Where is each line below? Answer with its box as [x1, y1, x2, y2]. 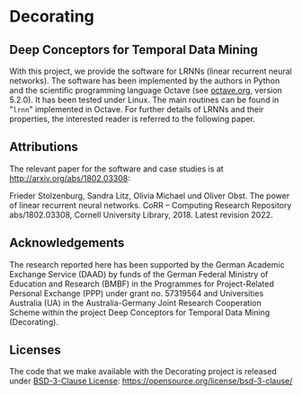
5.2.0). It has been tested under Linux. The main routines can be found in [9, 94, 280, 105]
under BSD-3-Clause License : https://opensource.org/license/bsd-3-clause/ [9, 375, 293, 387]
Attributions [9, 139, 79, 154]
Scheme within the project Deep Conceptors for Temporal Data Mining [9, 307, 271, 318]
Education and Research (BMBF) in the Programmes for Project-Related [9, 278, 274, 289]
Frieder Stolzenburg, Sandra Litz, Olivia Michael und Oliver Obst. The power [9, 190, 290, 201]
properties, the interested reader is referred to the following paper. [9, 114, 256, 124]
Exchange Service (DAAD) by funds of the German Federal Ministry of [9, 268, 269, 279]
